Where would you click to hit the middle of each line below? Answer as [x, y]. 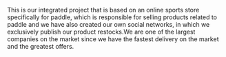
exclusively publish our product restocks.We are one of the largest [101, 32]
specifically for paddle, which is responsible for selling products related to [112, 17]
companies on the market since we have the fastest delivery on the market [113, 39]
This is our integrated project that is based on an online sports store [103, 10]
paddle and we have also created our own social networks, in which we [109, 24]
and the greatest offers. [41, 46]
